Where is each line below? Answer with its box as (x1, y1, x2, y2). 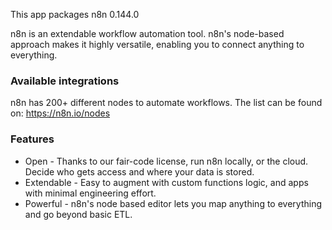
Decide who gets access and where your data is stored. (24, 165, 255, 178)
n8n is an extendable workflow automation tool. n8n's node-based (10, 28, 285, 39)
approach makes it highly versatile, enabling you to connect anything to (10, 39, 305, 50)
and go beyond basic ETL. (24, 208, 133, 220)
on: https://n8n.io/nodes (10, 107, 111, 119)
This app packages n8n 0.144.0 (10, 9, 140, 20)
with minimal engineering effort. (24, 187, 157, 199)
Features (10, 132, 55, 146)
